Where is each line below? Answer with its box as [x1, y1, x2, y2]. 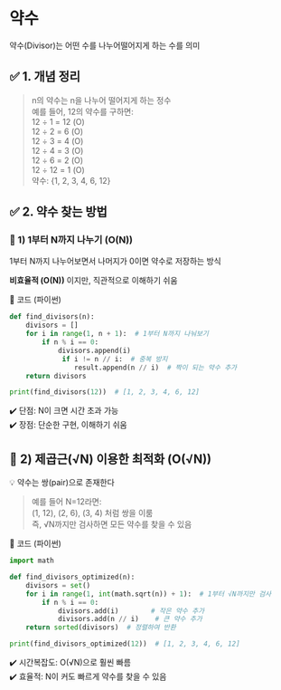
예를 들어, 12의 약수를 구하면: [31, 106, 134, 117]
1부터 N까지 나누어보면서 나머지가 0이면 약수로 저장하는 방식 [9, 255, 221, 267]
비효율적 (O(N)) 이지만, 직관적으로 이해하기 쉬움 [9, 275, 178, 286]
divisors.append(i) [57, 346, 131, 355]
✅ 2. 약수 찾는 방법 [9, 205, 108, 220]
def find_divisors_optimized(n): [9, 572, 136, 581]
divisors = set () [25, 580, 91, 589]
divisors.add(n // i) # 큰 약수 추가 [57, 615, 203, 624]
